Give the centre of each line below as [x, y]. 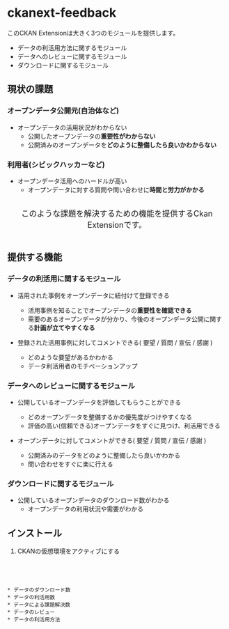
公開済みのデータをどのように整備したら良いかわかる [104, 455]
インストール [35, 533]
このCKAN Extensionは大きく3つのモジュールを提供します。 [93, 33]
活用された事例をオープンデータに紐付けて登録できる [93, 295]
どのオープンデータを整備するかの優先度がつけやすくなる [110, 417]
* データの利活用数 [31, 598]
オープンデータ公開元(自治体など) [63, 111]
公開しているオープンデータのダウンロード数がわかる [93, 500]
